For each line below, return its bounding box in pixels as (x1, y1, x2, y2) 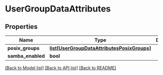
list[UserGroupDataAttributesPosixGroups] (49, 45, 151, 51)
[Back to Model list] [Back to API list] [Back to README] (5, 65, 116, 71)
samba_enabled (7, 53, 45, 59)
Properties (5, 23, 38, 31)
